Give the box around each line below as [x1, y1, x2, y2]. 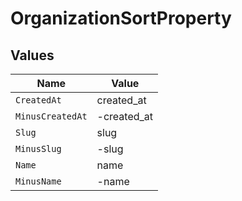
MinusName [15, 176, 62, 187]
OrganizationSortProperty [10, 7, 232, 30]
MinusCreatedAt [15, 111, 88, 122]
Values [10, 47, 55, 64]
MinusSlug [15, 143, 62, 154]
